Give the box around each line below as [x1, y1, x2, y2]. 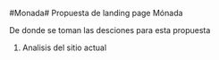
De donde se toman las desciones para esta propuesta [9, 25, 211, 35]
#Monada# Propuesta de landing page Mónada [9, 8, 183, 18]
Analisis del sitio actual [21, 42, 107, 53]
